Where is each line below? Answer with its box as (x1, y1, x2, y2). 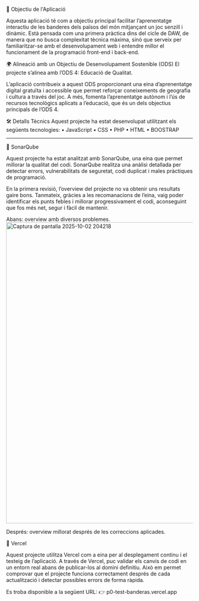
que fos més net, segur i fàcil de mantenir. (6, 204, 109, 211)
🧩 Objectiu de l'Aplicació (6, 6, 66, 12)
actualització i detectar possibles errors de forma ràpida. (6, 577, 145, 583)
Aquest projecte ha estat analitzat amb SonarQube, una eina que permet (6, 155, 183, 162)
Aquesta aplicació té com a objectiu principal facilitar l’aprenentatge (6, 17, 172, 24)
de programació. (6, 174, 47, 181)
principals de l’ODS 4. (6, 106, 59, 113)
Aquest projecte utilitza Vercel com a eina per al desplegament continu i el (6, 551, 188, 558)
